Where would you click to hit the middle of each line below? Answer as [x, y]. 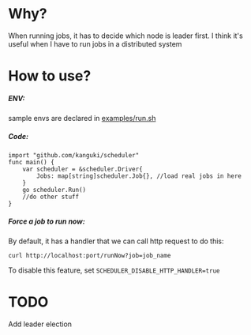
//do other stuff [51, 197]
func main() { [32, 163]
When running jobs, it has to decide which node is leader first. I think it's [126, 36]
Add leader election [40, 324]
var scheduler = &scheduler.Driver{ [83, 169]
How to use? [50, 76]
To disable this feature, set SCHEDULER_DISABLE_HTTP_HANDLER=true [114, 270]
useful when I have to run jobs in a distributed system [95, 43]
